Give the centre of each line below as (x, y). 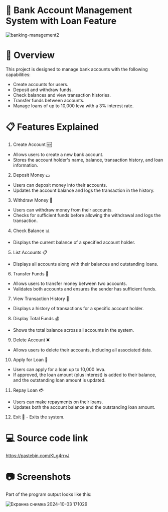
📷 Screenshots (38, 477)
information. (25, 165)
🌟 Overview (30, 55)
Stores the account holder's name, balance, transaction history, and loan (88, 160)
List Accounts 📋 (30, 252)
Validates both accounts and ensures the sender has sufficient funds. (85, 288)
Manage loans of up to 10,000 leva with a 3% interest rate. (73, 106)
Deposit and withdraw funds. (43, 90)
